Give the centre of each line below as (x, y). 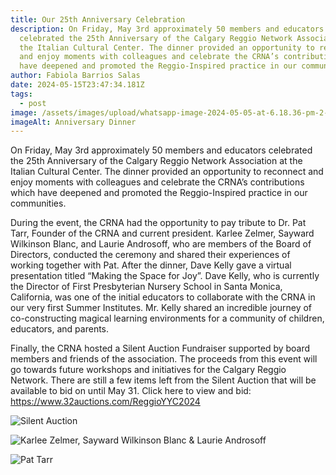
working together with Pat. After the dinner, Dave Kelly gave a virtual (151, 265)
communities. (38, 203)
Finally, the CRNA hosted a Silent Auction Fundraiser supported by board (160, 348)
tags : (21, 94)
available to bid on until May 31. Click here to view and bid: (131, 391)
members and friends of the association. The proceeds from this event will (164, 359)
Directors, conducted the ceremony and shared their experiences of (150, 255)
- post (33, 103)
